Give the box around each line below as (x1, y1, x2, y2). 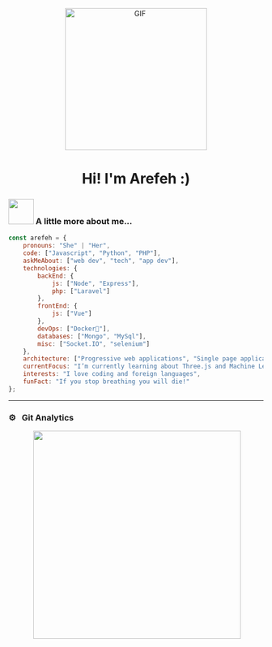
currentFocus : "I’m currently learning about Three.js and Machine (23, 362, 255, 371)
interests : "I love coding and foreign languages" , (23, 370, 201, 378)
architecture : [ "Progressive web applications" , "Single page (23, 355, 237, 363)
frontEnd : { (37, 302, 79, 310)
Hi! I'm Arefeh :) (82, 170, 190, 188)
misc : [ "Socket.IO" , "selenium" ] (37, 339, 151, 348)
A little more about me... (35, 216, 133, 227)
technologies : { (23, 264, 79, 272)
